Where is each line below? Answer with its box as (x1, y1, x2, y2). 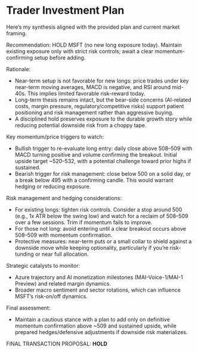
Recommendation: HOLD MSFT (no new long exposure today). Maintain (6, 41, 182, 48)
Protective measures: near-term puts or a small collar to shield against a (14, 237, 192, 245)
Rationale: (6, 65, 31, 72)
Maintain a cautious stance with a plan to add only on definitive (14, 316, 170, 323)
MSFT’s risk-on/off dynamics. (14, 292, 88, 299)
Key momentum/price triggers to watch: (6, 133, 104, 140)
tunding (14, 250, 34, 258)
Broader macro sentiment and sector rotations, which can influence (14, 286, 181, 293)
